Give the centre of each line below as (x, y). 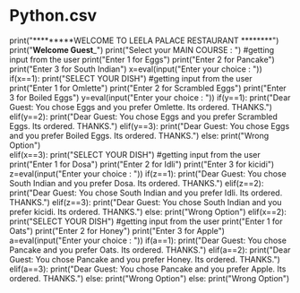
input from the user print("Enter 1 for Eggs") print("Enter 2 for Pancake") (142, 59)
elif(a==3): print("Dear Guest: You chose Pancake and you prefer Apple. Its (148, 269)
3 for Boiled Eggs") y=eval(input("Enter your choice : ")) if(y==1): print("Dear (150, 97)
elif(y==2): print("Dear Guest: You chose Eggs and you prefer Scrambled (143, 116)
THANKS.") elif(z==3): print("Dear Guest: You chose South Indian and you (146, 202)
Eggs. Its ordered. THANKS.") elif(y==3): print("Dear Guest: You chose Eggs (150, 125)
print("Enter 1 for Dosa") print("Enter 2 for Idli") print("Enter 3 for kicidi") (142, 164)
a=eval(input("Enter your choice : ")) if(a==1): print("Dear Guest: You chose (148, 240)
